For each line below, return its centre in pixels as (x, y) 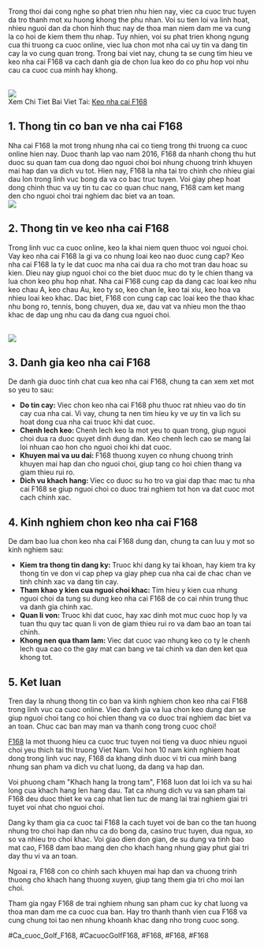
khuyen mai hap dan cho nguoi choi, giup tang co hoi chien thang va (130, 464)
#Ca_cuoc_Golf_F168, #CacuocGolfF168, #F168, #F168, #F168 (108, 935)
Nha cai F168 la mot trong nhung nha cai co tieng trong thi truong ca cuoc (128, 145)
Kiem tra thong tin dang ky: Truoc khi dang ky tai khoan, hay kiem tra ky (138, 565)
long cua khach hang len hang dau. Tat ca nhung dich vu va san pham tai (127, 791)
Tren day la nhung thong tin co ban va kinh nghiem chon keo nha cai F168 (128, 701)
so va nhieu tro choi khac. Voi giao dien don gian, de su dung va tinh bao (126, 839)
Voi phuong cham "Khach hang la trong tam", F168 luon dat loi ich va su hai (130, 782)
